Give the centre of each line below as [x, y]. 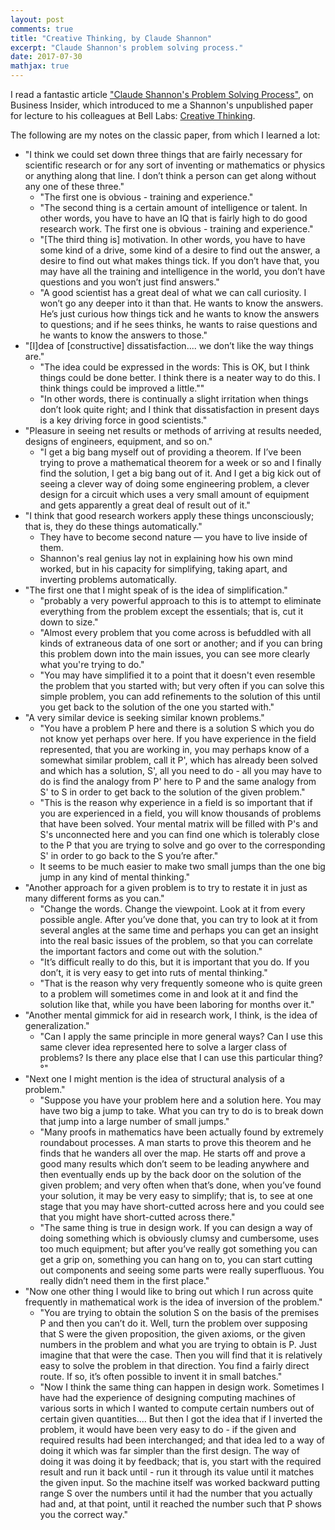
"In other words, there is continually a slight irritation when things [174, 399]
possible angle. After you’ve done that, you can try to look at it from [178, 919]
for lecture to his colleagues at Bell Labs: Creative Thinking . [133, 115]
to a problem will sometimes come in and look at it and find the [169, 994]
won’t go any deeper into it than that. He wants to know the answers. [181, 303]
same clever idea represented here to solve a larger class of [163, 1047]
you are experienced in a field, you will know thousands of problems [180, 813]
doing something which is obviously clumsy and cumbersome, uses [179, 1238]
